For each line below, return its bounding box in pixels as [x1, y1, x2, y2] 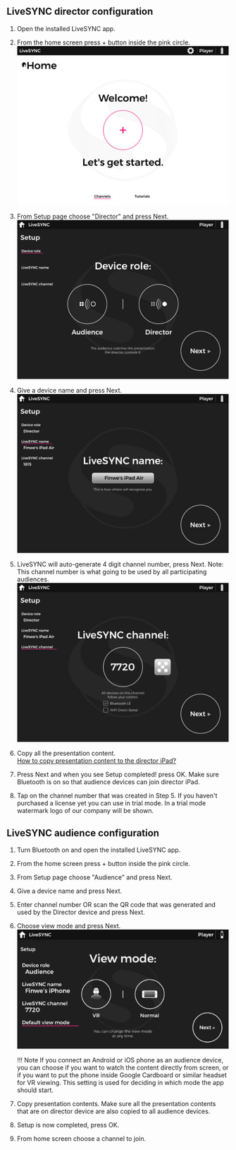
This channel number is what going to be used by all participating [16, 568, 207, 576]
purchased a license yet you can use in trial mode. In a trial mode [16, 799, 206, 807]
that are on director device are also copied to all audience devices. [16, 1107, 211, 1115]
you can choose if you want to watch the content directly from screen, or [16, 1063, 229, 1072]
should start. [16, 1086, 54, 1094]
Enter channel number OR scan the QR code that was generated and [16, 901, 216, 909]
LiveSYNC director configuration [6, 6, 154, 18]
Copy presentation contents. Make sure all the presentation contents [16, 1100, 216, 1108]
